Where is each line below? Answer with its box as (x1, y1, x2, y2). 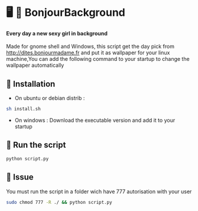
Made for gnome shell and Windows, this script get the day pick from (6, 43, 174, 50)
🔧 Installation (6, 79, 56, 89)
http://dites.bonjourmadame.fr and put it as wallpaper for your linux (6, 49, 170, 56)
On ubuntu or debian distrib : (14, 95, 85, 102)
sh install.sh (6, 106, 41, 112)
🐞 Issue (6, 172, 34, 182)
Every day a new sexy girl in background (6, 30, 108, 37)
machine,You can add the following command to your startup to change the (6, 56, 190, 63)
